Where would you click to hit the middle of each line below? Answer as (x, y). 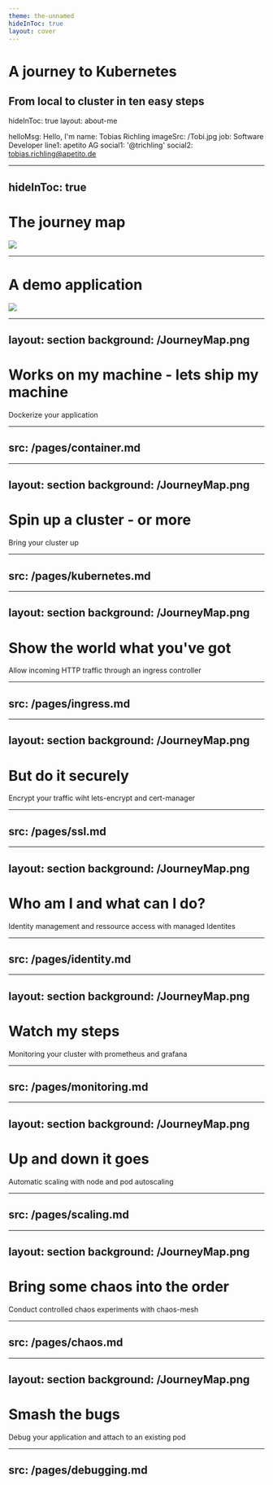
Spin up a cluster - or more (100, 520)
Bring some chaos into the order (119, 1287)
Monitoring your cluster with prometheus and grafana (98, 1054)
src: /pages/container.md (74, 448)
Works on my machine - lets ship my (134, 375)
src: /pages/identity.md (70, 959)
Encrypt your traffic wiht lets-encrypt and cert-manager (102, 798)
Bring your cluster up (43, 543)
